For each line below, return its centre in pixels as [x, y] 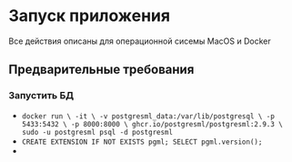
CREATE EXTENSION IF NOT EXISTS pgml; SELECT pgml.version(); [142, 142]
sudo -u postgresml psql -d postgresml [97, 132]
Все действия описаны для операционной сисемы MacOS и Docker [140, 41]
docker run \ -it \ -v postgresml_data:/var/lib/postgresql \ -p [148, 116]
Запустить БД [41, 96]
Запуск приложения [89, 16]
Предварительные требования [101, 70]
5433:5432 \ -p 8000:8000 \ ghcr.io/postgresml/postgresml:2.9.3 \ [152, 124]
